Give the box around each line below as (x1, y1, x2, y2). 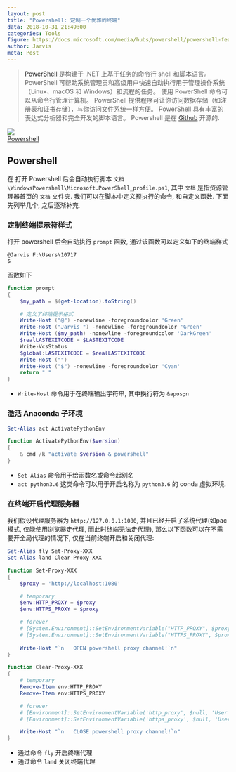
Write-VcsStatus (20, 343, 68, 350)
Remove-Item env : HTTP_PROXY (20, 683, 102, 691)
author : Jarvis (7, 43, 52, 50)
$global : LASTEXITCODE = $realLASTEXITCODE (20, 349, 146, 357)
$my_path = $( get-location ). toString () (20, 298, 137, 305)
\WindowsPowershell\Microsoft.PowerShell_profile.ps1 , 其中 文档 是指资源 (7, 183, 223, 192)
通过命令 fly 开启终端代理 (17, 749, 93, 757)
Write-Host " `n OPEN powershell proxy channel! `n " (20, 644, 178, 652)
